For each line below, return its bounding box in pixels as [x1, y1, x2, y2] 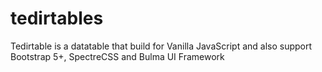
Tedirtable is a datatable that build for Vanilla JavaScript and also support [10, 40, 313, 52]
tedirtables [10, 7, 104, 30]
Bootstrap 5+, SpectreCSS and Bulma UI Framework [10, 50, 225, 62]
